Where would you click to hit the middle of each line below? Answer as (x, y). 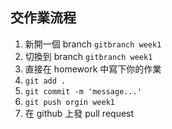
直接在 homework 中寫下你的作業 (93, 69)
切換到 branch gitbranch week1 (88, 56)
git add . (45, 81)
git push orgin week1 (69, 102)
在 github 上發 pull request (79, 113)
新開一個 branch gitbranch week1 (93, 44)
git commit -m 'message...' (83, 91)
